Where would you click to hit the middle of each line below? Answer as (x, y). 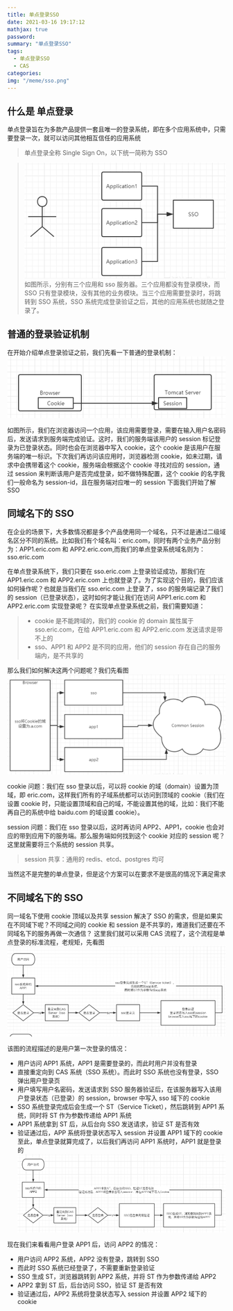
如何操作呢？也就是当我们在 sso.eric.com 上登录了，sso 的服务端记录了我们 (115, 588)
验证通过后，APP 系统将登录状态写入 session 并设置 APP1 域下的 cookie (120, 1133)
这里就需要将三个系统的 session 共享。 (62, 844)
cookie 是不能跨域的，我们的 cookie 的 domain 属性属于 (114, 620)
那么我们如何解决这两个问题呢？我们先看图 (68, 670)
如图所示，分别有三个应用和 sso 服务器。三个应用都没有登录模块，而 (122, 284)
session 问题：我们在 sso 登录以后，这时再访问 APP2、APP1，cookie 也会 (113, 827)
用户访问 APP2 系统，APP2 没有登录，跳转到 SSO (88, 1259)
